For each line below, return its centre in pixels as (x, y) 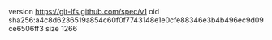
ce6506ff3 (26, 28)
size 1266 (62, 28)
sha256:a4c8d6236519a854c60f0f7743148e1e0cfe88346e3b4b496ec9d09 (136, 20)
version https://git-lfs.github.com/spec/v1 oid (84, 12)
